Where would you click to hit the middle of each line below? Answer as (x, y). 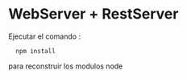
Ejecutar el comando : (45, 36)
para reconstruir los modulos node (66, 66)
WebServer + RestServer (93, 14)
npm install (36, 51)
